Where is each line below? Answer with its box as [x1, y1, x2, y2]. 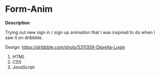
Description [5, 20, 30, 26]
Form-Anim [5, 3, 53, 15]
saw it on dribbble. [5, 35, 43, 40]
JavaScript [12, 64, 35, 70]
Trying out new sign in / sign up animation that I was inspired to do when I [5, 29, 156, 35]
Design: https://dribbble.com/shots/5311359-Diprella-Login [5, 44, 125, 50]
